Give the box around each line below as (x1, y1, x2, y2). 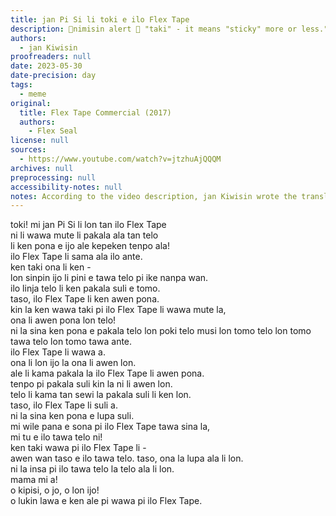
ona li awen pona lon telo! (10, 314, 117, 326)
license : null (10, 136, 70, 146)
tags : (10, 80, 33, 90)
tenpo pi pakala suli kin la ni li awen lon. (10, 378, 173, 390)
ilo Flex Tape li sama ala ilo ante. (10, 251, 143, 263)
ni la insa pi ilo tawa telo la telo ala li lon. (10, 463, 175, 475)
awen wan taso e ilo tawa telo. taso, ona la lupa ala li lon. (10, 452, 244, 465)
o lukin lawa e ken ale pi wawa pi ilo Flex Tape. (10, 495, 203, 507)
